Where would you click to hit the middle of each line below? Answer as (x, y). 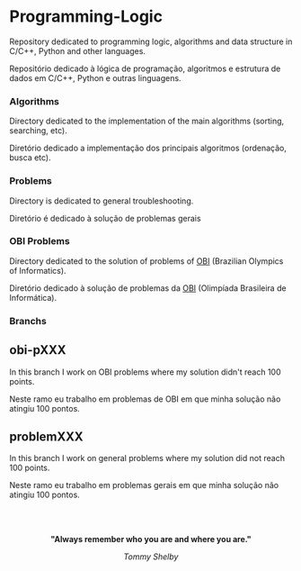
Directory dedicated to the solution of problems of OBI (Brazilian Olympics (146, 261)
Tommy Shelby (151, 557)
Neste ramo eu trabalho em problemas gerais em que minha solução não (144, 485)
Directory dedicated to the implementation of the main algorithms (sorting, (147, 121)
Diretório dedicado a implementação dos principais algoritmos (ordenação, (148, 148)
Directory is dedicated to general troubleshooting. (102, 201)
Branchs (28, 321)
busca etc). (30, 158)
